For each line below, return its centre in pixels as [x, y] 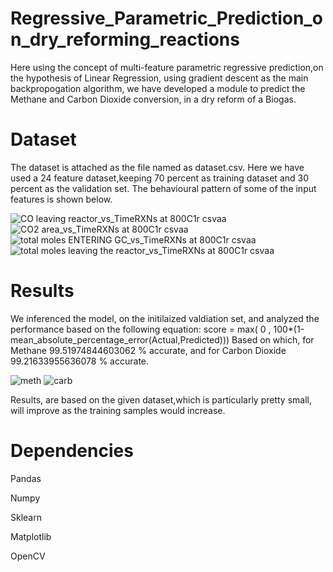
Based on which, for [273, 339]
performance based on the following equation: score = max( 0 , [141, 329]
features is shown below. [61, 199]
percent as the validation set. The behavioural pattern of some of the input [163, 188]
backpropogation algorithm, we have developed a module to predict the [158, 88]
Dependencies [72, 451]
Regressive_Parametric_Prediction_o [166, 18]
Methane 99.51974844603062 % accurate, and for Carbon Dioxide [148, 350]
